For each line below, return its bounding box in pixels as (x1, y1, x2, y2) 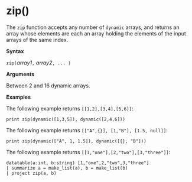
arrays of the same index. (6, 36, 69, 43)
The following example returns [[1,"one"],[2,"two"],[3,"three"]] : (6, 148, 171, 155)
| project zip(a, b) (6, 170, 57, 176)
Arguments (6, 70, 35, 77)
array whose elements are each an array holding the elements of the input (6, 30, 186, 37)
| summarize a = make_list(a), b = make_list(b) (6, 165, 128, 171)
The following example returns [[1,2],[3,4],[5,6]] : (6, 105, 134, 112)
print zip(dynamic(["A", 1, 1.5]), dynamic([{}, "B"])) (6, 138, 147, 144)
